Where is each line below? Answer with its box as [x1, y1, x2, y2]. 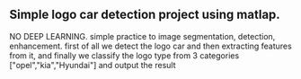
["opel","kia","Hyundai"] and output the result [9, 59, 176, 70]
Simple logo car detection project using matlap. [9, 7, 280, 22]
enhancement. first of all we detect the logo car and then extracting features [9, 40, 292, 51]
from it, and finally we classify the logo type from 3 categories [9, 49, 240, 61]
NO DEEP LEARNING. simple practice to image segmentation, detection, [9, 31, 276, 41]
